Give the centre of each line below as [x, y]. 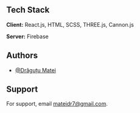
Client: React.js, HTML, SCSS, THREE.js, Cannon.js [70, 24]
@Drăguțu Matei [35, 70]
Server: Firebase [28, 36]
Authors [22, 56]
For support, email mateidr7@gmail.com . [57, 104]
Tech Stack [28, 10]
